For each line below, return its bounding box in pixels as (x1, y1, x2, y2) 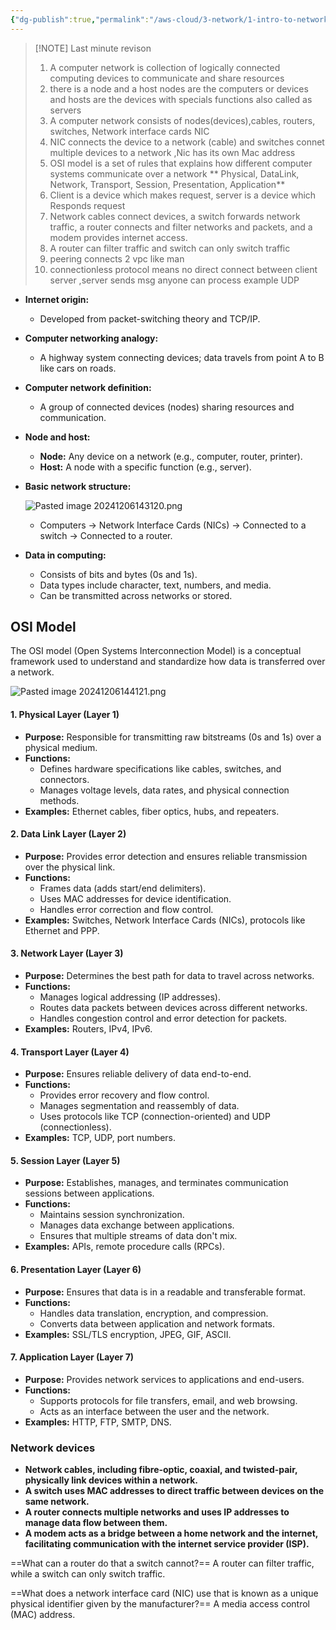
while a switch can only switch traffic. (10, 1568, 166, 1580)
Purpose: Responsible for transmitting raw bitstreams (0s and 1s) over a (24, 731, 322, 743)
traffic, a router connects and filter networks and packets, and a (49, 221, 313, 233)
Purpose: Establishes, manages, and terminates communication (24, 1177, 289, 1189)
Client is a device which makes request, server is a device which (49, 189, 317, 201)
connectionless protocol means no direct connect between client (49, 263, 318, 275)
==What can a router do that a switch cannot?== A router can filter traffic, (10, 1557, 315, 1570)
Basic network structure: (24, 480, 132, 492)
